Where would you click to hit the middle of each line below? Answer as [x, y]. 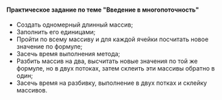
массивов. [32, 90]
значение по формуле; [49, 47]
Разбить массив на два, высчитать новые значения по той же [107, 61]
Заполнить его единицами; [56, 32]
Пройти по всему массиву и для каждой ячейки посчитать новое [112, 39]
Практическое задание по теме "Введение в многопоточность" [103, 10]
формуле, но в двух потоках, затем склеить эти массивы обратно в [115, 68]
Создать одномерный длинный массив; [75, 25]
